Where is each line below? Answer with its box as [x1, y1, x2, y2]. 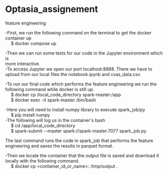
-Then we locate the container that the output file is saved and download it [5, 152, 159, 158]
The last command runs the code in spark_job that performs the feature [5, 137, 153, 143]
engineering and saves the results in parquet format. [5, 142, 114, 148]
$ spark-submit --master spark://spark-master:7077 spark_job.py [11, 127, 146, 133]
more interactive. [5, 60, 40, 66]
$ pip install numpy [11, 111, 50, 118]
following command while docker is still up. [5, 86, 94, 92]
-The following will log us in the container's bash [5, 117, 105, 123]
